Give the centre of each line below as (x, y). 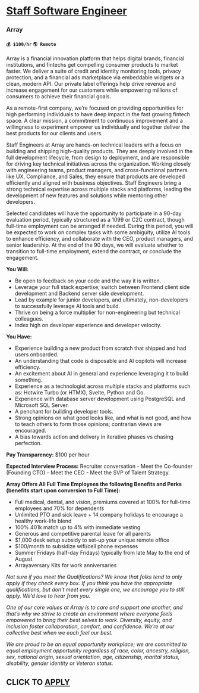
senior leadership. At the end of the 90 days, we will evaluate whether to (95, 245)
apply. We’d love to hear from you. (48, 596)
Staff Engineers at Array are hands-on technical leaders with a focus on (94, 145)
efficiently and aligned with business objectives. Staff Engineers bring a (94, 183)
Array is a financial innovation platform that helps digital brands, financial (95, 58)
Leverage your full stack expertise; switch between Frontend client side (102, 287)
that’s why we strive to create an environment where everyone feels (89, 614)
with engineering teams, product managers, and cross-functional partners (97, 170)
